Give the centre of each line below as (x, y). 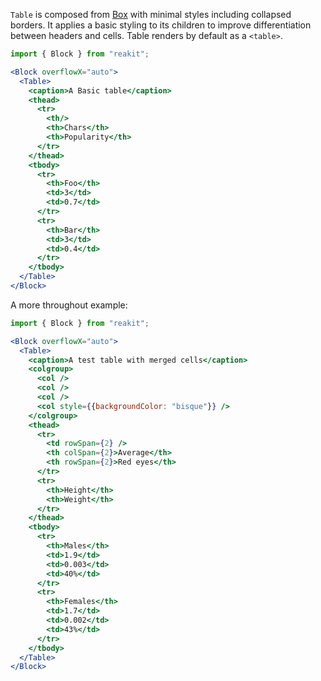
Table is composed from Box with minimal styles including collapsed (151, 14)
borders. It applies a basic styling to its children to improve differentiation (161, 25)
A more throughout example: (69, 305)
